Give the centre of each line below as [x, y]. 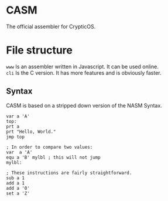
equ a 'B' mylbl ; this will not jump [53, 157]
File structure [40, 50]
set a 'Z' [18, 193]
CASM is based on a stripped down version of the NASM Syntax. [84, 105]
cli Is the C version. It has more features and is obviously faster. [84, 73]
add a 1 [16, 183]
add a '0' [18, 188]
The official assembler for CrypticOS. [51, 26]
